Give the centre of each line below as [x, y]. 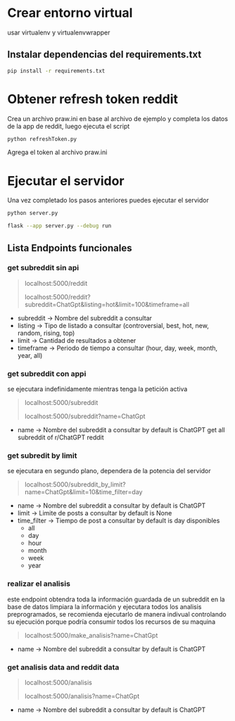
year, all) [30, 355]
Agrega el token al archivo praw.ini [57, 152]
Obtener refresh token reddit [93, 99]
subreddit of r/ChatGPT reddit [61, 437]
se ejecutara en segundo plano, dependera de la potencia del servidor [109, 471]
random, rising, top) [46, 333]
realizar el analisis [39, 584]
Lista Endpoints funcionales [70, 248]
